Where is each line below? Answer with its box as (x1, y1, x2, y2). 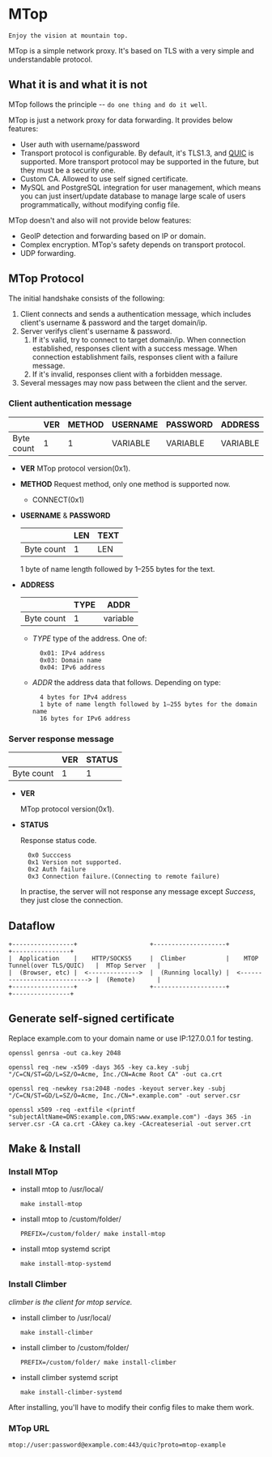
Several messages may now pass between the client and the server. (19, 377, 248, 387)
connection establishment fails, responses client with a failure (32, 351, 239, 361)
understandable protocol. (8, 54, 93, 64)
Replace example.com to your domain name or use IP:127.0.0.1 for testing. (8, 1033, 253, 1043)
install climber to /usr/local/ (19, 1313, 112, 1323)
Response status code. (19, 836, 97, 846)
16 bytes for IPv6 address (39, 714, 131, 722)
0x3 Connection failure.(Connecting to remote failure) (28, 872, 220, 881)
